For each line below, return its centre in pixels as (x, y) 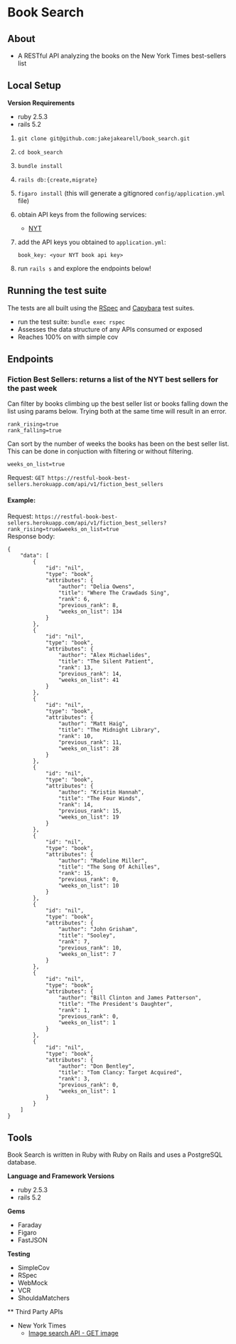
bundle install (40, 166)
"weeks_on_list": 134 (90, 611)
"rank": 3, (74, 1078)
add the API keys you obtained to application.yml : (92, 242)
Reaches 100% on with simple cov (68, 337)
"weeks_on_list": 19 (88, 817)
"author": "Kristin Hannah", (101, 792)
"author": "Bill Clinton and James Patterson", (130, 997)
